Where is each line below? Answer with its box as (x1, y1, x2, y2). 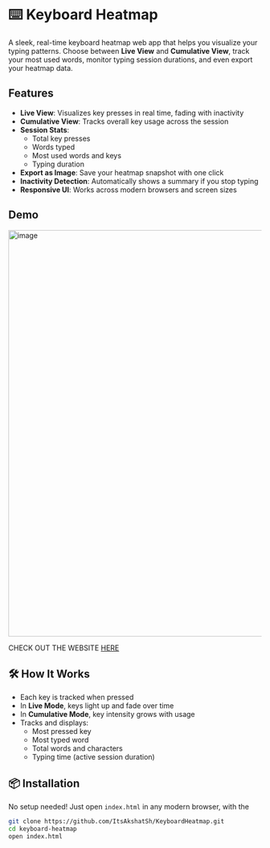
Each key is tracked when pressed (19, 692, 134, 703)
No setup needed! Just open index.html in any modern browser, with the (8, 802, 249, 812)
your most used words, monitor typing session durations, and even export (8, 55, 253, 64)
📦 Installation (8, 776, 80, 790)
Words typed (31, 141, 76, 152)
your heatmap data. (8, 63, 74, 72)
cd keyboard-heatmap (8, 825, 78, 834)
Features (8, 87, 54, 100)
